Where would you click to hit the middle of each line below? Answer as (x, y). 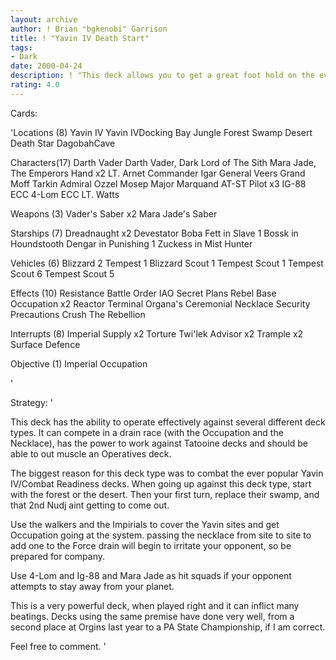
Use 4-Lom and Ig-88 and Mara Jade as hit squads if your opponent (151, 575)
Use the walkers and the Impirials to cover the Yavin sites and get (145, 524)
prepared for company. (58, 556)
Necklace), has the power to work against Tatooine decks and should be (159, 443)
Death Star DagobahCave (63, 143)
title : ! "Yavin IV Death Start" (80, 38)
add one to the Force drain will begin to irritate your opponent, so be (151, 545)
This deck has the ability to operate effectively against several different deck (168, 422)
